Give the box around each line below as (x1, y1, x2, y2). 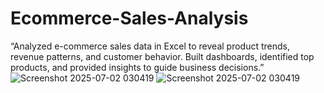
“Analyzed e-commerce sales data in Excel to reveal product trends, (10, 40, 291, 52)
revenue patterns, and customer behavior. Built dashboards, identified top (10, 50, 315, 62)
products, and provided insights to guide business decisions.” (10, 61, 265, 73)
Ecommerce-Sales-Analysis (10, 7, 249, 30)
